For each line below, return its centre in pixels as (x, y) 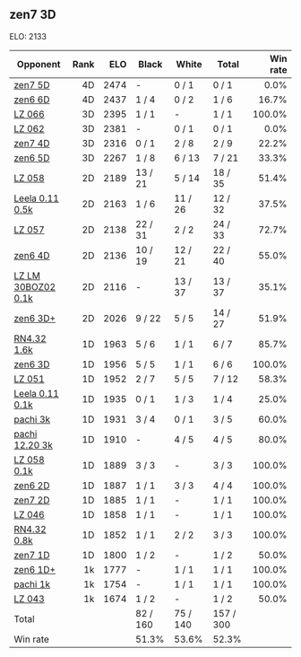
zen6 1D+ (35, 569)
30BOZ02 (35, 286)
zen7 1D (32, 555)
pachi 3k (32, 419)
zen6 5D (32, 158)
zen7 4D (32, 143)
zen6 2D (32, 486)
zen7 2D (32, 500)
